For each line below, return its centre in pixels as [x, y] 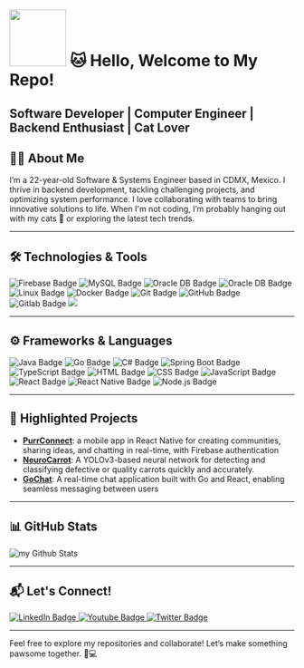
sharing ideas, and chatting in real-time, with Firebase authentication [151, 450]
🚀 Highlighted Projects [74, 418]
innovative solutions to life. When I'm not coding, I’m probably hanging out [148, 209]
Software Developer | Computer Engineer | [132, 113]
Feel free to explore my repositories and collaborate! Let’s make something [148, 644]
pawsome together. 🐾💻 [53, 653]
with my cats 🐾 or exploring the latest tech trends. [102, 218]
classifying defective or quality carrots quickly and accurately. [138, 469]
